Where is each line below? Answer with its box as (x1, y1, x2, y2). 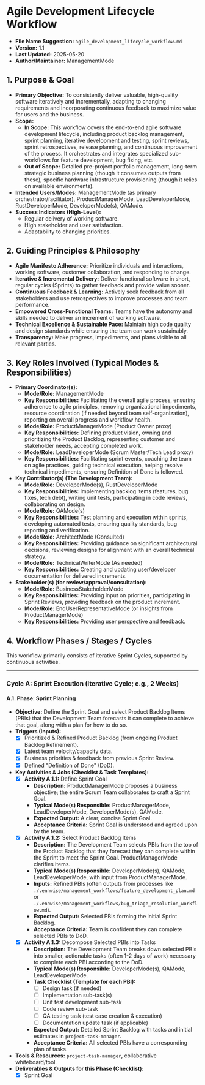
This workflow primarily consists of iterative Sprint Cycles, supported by (6, 652, 188, 659)
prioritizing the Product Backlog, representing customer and (24, 436, 176, 443)
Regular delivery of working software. (24, 214, 119, 222)
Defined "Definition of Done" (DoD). (24, 762, 115, 769)
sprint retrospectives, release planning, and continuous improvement (24, 143, 198, 151)
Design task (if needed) (42, 985, 102, 992)
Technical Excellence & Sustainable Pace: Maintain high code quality (15, 320, 191, 328)
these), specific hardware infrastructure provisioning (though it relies (24, 176, 198, 183)
